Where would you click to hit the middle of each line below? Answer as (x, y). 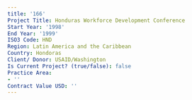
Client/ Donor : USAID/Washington (57, 60)
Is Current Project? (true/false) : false (69, 66)
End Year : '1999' (33, 33)
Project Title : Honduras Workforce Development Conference (96, 20)
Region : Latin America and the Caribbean (69, 46)
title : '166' (27, 14)
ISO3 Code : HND (30, 40)
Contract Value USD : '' (43, 86)
